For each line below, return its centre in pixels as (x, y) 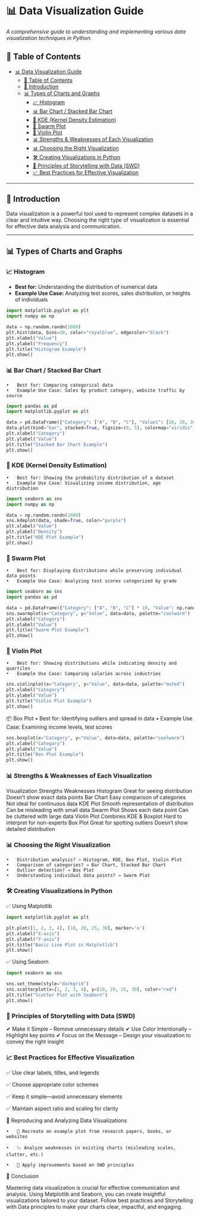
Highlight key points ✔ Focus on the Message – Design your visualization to (99, 1035)
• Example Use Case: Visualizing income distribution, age (84, 483)
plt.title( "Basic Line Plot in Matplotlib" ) (62, 945)
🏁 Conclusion (23, 1176)
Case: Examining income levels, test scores (59, 727)
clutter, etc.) (25, 1155)
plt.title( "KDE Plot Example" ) (45, 537)
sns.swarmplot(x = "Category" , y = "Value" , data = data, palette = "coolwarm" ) (98, 613)
